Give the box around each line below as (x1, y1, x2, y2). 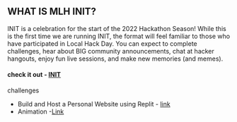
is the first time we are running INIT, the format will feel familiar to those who (7, 32, 231, 40)
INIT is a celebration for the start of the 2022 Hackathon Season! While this (7, 24, 226, 32)
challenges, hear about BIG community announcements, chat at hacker (7, 47, 214, 55)
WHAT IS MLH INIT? (7, 6, 97, 18)
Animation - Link (17, 107, 64, 116)
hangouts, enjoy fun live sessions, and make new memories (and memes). (7, 54, 224, 63)
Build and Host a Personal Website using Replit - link (17, 100, 171, 109)
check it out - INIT (7, 71, 62, 79)
